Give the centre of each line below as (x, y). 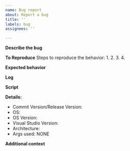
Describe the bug (24, 48)
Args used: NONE (31, 134)
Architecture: (26, 129)
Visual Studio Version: (35, 123)
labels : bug (18, 24)
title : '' (16, 19)
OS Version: (25, 118)
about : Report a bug (27, 15)
